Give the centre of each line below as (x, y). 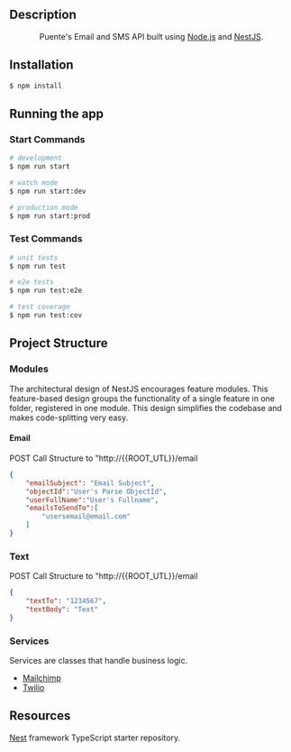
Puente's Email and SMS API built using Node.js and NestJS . (151, 36)
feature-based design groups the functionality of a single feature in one (142, 398)
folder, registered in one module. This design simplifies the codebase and (145, 408)
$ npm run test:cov (46, 316)
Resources (40, 716)
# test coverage (40, 307)
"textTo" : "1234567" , (66, 601)
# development (36, 158)
